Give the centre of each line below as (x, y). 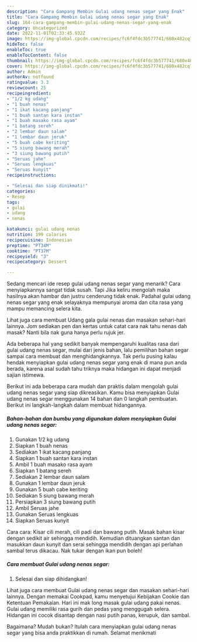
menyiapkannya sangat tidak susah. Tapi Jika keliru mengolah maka (88, 290)
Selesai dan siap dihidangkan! (51, 579)
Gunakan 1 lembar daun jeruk (50, 483)
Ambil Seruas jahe (37, 508)
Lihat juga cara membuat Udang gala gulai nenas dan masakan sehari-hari (96, 320)
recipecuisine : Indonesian (39, 240)
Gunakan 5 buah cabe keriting (51, 489)
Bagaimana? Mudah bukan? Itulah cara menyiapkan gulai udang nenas (91, 627)
